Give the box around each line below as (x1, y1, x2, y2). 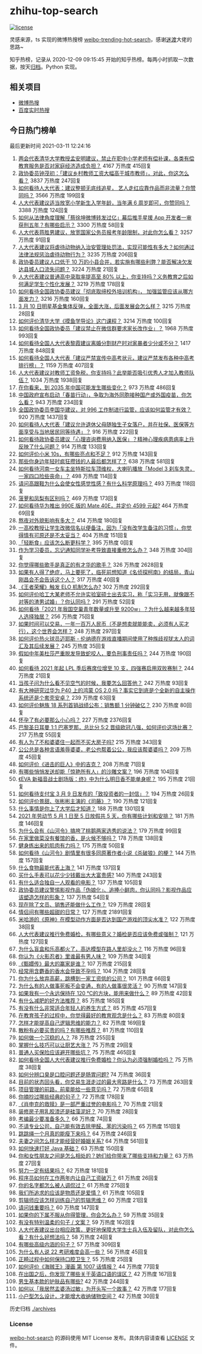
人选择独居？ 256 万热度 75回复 (18, 613, 96, 620)
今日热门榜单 (9, 125, 57, 135)
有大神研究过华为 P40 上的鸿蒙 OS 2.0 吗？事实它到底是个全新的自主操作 (18, 687, 196, 694)
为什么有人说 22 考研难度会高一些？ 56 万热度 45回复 (18, 1248, 148, 1255)
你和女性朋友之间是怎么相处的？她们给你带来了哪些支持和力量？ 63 (18, 1152, 182, 1159)
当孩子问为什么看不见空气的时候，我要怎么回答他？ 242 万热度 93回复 (18, 679, 189, 686)
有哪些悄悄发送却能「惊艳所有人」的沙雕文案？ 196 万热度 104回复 (18, 768, 180, 775)
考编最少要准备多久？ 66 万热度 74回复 (18, 1115, 113, 1122)
